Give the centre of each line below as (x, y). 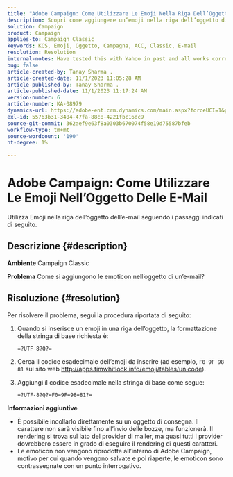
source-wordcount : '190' (43, 136)
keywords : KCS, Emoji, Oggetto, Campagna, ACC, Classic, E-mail (102, 46)
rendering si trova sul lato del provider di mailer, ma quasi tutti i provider (120, 436)
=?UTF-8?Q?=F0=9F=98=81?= (54, 395)
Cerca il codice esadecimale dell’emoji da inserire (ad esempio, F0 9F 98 (120, 361)
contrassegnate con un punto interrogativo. (79, 465)
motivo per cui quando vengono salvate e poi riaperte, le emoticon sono (120, 458)
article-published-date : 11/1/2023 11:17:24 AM (77, 91)
